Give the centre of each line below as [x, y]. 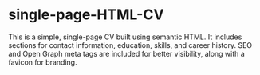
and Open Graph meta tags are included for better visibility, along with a [126, 53]
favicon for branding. [43, 62]
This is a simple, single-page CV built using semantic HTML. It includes [125, 37]
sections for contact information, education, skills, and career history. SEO [130, 45]
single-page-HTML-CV [86, 15]
